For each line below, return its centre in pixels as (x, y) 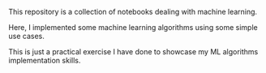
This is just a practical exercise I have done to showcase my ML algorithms (133, 52)
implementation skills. (45, 60)
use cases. (26, 36)
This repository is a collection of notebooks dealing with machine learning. (133, 12)
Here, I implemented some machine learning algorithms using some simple (133, 27)
